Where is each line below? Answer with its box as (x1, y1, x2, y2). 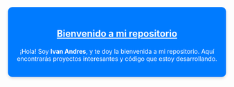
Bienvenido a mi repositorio (56, 28, 178, 40)
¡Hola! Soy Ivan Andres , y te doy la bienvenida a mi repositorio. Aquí (19, 48, 215, 56)
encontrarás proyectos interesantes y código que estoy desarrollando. (17, 55, 217, 63)
